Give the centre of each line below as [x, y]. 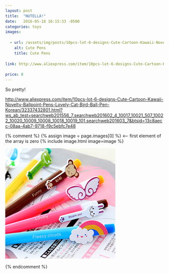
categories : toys [23, 27]
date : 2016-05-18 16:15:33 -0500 [43, 21]
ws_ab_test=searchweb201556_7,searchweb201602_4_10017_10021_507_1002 [84, 116]
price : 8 [14, 75]
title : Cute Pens [32, 53]
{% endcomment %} [26, 267]
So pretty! [16, 90]
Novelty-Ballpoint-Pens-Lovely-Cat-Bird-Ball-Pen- [57, 105]
